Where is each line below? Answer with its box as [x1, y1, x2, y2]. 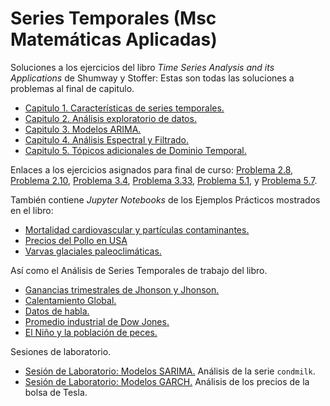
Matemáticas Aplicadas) [10, 28, 218, 51]
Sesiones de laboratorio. [10, 345, 112, 357]
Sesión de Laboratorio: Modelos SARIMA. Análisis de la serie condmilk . [24, 365, 316, 377]
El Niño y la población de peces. [24, 326, 158, 338]
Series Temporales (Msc [10, 7, 217, 30]
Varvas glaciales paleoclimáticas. [24, 245, 162, 257]
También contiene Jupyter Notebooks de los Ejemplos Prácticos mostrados [10, 193, 321, 206]
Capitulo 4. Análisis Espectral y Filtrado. [24, 133, 189, 146]
